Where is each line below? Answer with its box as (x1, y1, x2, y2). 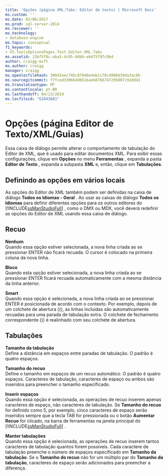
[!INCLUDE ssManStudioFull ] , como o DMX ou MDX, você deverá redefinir (5, 205, 158, 211)
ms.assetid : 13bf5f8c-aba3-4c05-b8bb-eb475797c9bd (5, 54, 114, 59)
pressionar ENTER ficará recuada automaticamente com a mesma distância (5, 275, 162, 281)
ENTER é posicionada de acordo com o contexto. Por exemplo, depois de (5, 300, 157, 307)
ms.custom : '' (5, 12, 35, 17)
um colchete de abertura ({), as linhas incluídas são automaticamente (5, 306, 149, 312)
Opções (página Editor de (5, 118, 114, 129)
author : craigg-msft (5, 59, 49, 64)
